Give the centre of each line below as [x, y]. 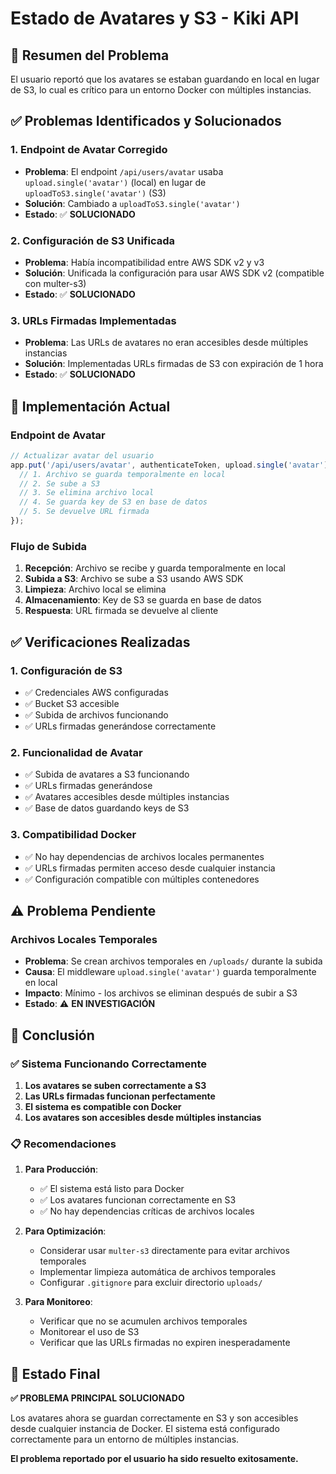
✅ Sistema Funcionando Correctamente [109, 1064]
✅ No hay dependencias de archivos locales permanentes [144, 856]
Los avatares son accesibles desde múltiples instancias [143, 1117]
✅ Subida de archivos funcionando [96, 714]
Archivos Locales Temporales [84, 939]
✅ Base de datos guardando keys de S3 [107, 808]
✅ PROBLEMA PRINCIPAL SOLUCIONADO [97, 1398]
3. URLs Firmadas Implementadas [93, 320]
